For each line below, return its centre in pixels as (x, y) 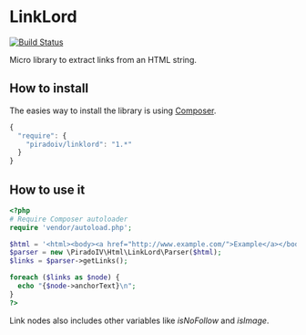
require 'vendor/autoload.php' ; (71, 227)
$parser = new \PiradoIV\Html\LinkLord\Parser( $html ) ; (116, 253)
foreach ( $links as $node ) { (65, 277)
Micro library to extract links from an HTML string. (103, 59)
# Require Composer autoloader (69, 219)
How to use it (47, 189)
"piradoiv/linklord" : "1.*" (79, 144)
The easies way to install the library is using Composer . (113, 110)
